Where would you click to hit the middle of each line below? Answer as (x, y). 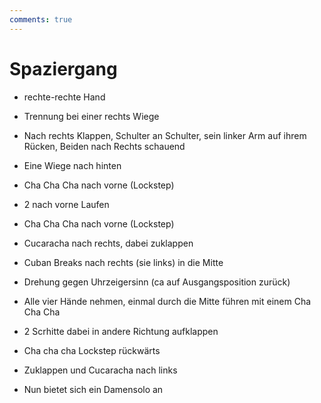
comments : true (41, 19)
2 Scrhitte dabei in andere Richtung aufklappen (121, 331)
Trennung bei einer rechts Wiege (91, 116)
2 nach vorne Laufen (66, 204)
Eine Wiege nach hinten (72, 165)
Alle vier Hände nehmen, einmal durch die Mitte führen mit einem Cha (167, 301)
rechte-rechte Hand (64, 97)
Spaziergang (63, 68)
